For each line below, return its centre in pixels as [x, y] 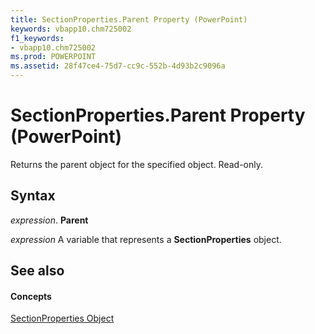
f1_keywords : [37, 38]
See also [37, 271]
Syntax [33, 196]
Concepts [31, 296]
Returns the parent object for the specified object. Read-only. [137, 164]
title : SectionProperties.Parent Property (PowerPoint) [129, 19]
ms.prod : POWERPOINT [53, 57]
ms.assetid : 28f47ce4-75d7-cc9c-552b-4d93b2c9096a [118, 66]
